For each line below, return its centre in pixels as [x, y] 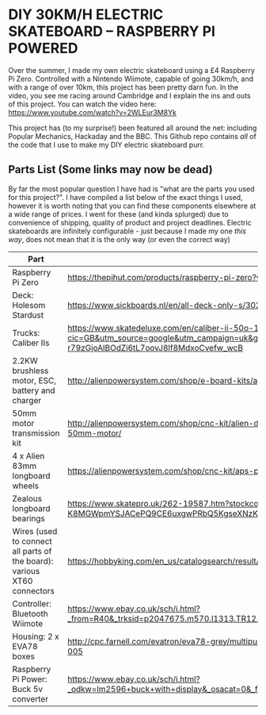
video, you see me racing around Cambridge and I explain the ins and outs [129, 95]
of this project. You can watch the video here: [82, 104]
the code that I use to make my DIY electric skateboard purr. [106, 144]
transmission [36, 432]
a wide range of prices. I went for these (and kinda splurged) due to [118, 214]
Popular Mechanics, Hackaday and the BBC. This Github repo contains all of [133, 136]
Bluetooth [30, 613]
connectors [34, 590]
